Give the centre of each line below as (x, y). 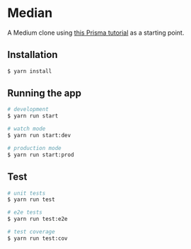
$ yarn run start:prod (41, 155)
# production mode (34, 148)
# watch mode (27, 129)
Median (30, 13)
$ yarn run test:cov (38, 238)
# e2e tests (25, 213)
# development (28, 110)
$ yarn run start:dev (39, 136)
